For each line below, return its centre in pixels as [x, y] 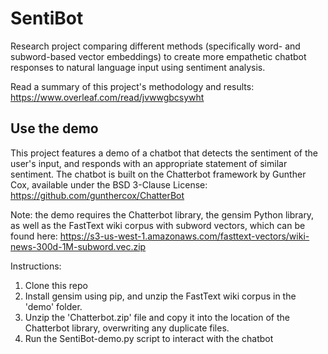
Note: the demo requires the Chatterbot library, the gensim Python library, [162, 214]
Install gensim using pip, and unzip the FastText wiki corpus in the [160, 296]
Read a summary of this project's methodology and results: [132, 86]
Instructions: [36, 266]
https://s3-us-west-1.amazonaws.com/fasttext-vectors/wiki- [184, 236]
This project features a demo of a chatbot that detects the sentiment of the [164, 153]
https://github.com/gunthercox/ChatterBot [97, 195]
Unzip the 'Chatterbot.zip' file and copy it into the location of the [157, 317]
